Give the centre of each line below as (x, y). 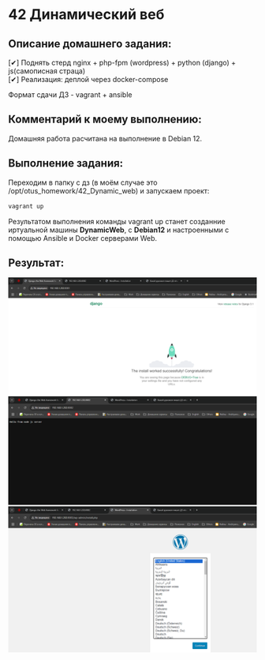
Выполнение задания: (66, 163)
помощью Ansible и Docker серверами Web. (83, 238)
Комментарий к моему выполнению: (105, 120)
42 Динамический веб (86, 15)
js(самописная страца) (47, 71)
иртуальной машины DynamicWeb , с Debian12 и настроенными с (119, 230)
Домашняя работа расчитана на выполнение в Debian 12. (105, 138)
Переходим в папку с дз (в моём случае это (83, 182)
